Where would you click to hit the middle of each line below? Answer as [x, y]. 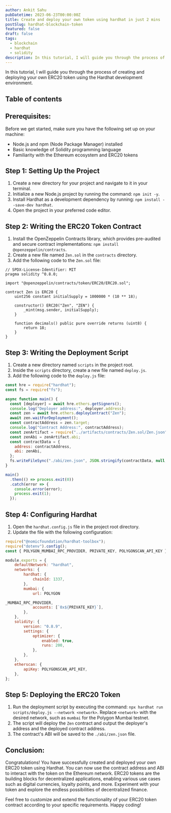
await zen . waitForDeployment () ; [44, 418]
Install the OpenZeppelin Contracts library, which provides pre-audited [87, 239]
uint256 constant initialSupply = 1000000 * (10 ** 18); [76, 297]
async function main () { [32, 399]
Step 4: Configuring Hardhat [51, 514]
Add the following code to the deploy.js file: [59, 376]
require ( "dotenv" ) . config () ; [36, 546]
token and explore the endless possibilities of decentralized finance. [77, 789]
